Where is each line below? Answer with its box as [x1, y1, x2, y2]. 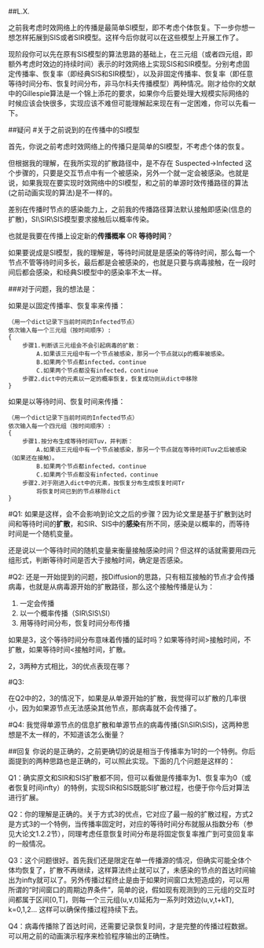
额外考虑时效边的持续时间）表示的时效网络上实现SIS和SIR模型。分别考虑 [8, 59, 244, 68]
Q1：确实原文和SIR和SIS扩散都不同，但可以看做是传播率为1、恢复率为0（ [8, 773, 245, 782]
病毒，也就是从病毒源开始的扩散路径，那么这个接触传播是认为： [8, 582, 214, 591]
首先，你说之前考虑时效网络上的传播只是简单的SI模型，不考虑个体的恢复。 [8, 141, 249, 151]
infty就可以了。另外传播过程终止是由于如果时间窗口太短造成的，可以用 [21, 876, 250, 884]
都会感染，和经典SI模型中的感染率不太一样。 [21, 267, 167, 277]
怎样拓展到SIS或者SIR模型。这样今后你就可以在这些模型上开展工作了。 [14, 33, 244, 42]
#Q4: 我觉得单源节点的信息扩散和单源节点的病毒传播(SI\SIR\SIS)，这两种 [8, 720, 243, 729]
